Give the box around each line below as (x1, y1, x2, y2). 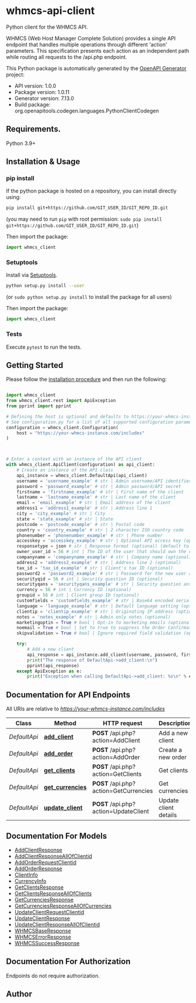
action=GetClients (92, 770, 142, 778)
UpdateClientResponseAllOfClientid (14, 920, 100, 928)
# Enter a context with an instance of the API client (6, 456, 142, 462)
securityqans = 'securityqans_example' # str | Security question (16, 581, 181, 588)
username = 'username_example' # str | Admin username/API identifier (16, 478, 192, 484)
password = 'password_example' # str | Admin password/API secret (16, 483, 181, 489)
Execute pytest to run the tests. (6, 344, 82, 351)
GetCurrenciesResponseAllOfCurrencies (14, 902, 112, 909)
